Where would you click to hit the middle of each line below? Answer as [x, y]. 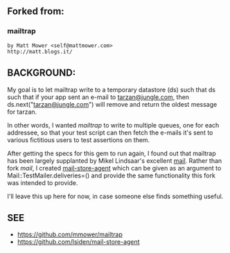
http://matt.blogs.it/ [40, 51]
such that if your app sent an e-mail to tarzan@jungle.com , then [98, 97]
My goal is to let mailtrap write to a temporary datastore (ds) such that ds [112, 89]
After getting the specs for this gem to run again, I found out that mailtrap [112, 153]
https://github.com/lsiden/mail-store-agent [78, 242]
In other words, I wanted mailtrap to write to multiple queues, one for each [113, 125]
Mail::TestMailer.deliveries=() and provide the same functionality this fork [112, 175]
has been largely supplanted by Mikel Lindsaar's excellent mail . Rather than [115, 160]
